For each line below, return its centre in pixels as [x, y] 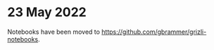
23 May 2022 [47, 12]
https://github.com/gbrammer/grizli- [154, 32]
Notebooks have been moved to [54, 32]
